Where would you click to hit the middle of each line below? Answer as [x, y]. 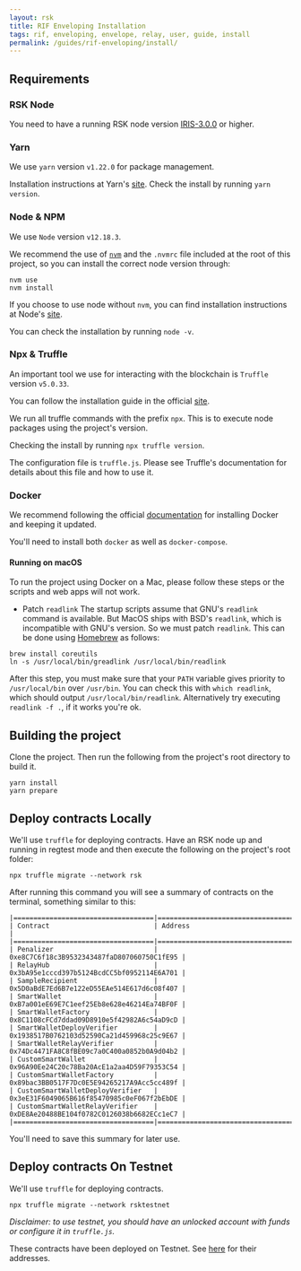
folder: [21, 858]
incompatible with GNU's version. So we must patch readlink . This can [153, 628]
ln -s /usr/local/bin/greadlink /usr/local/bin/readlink [118, 662]
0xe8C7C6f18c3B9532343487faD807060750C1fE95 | [98, 957]
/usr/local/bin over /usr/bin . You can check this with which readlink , [140, 688]
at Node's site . [36, 314]
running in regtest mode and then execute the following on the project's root [150, 849]
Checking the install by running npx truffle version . [107, 445]
